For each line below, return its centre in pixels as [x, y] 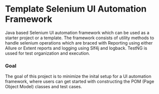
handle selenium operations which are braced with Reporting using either [79, 43]
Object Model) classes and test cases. [44, 87]
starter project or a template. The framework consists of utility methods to [79, 38]
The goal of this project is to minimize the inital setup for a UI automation [78, 77]
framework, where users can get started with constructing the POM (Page [80, 81]
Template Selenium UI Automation [76, 9]
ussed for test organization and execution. [48, 53]
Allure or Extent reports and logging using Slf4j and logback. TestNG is [76, 48]
